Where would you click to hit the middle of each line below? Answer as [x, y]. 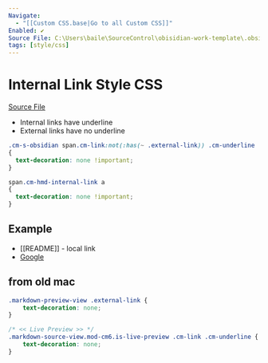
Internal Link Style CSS [86, 85]
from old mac [42, 282]
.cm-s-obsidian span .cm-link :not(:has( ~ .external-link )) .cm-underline [132, 146]
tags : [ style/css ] [39, 45]
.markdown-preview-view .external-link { [78, 300]
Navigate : [25, 16]
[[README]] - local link [57, 248]
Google [32, 257]
